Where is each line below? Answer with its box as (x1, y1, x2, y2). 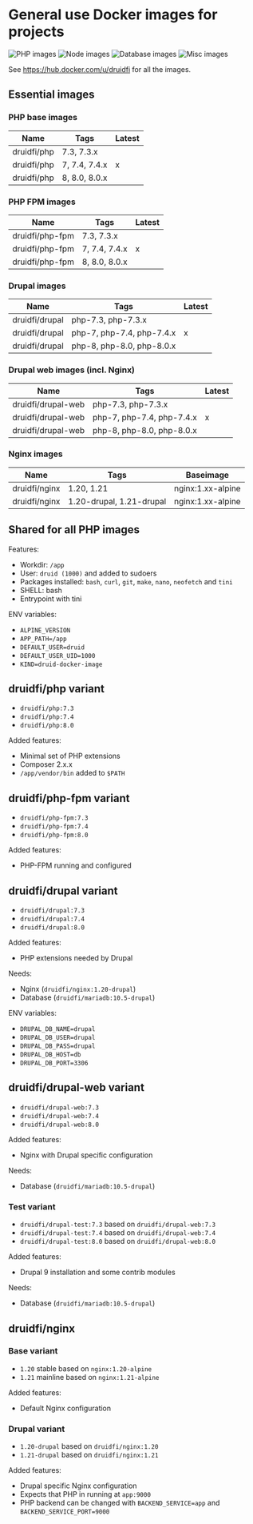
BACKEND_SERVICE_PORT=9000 (19, 1508, 110, 1516)
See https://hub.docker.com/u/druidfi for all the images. (8, 64, 192, 74)
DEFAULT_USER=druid (19, 643, 85, 652)
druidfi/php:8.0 (19, 722, 74, 730)
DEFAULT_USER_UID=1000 (19, 652, 96, 660)
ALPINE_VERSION (19, 626, 71, 634)
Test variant (8, 1201, 56, 1212)
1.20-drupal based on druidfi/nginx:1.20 (19, 1442, 159, 1451)
